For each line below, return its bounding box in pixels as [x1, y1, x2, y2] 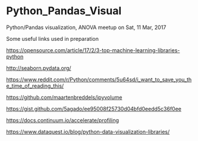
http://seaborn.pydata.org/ [6, 64, 71, 72]
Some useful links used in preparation [6, 35, 99, 42]
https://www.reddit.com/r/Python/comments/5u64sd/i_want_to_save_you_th [6, 76, 192, 83]
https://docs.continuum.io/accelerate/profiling [6, 117, 120, 124]
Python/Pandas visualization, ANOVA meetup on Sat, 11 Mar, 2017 [6, 24, 166, 31]
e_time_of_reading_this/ [6, 82, 64, 89]
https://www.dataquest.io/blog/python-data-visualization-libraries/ [6, 128, 170, 135]
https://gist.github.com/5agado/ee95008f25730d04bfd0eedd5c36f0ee [6, 105, 182, 112]
